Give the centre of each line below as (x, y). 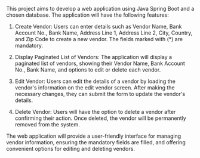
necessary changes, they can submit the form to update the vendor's (100, 94)
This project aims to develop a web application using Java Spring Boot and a (100, 9)
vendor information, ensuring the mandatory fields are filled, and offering (96, 142)
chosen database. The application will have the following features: (87, 15)
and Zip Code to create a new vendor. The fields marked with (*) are (99, 39)
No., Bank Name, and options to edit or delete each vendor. (88, 70)
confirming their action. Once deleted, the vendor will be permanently (100, 118)
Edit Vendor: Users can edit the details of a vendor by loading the (95, 81)
